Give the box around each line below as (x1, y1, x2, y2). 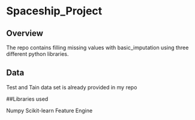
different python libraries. (6, 50, 69, 58)
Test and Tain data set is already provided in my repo (6, 83, 137, 91)
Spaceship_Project (6, 4, 103, 18)
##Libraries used (6, 95, 49, 103)
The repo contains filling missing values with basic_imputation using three (6, 44, 189, 51)
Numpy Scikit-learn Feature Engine (6, 107, 93, 114)
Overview (6, 28, 44, 38)
